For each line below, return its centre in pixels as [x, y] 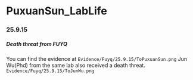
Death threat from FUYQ [37, 44]
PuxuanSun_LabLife [57, 11]
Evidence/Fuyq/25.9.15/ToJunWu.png [50, 71]
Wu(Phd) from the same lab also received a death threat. [76, 65]
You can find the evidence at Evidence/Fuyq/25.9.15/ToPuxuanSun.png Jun [97, 59]
